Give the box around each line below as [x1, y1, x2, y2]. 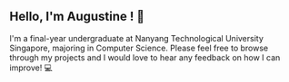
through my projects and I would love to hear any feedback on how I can [9, 51, 281, 63]
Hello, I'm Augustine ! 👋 [9, 9, 145, 24]
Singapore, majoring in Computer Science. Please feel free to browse [9, 42, 269, 53]
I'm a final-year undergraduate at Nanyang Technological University [9, 32, 264, 43]
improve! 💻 [9, 62, 53, 73]
